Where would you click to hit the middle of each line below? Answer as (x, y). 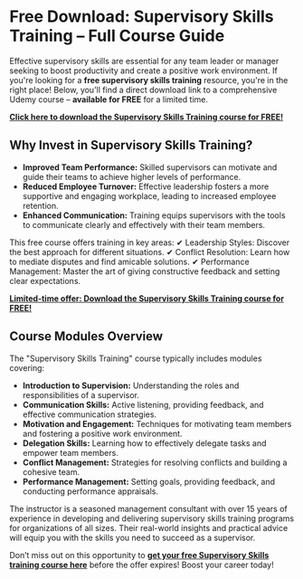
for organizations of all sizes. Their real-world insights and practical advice (149, 527)
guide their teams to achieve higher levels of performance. (132, 176)
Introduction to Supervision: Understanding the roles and (131, 385)
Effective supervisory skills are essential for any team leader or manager (144, 61)
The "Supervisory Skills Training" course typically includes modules (136, 358)
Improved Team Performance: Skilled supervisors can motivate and (150, 167)
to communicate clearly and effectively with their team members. (143, 224)
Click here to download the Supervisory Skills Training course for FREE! (146, 117)
